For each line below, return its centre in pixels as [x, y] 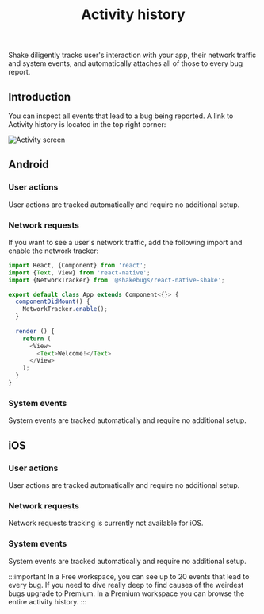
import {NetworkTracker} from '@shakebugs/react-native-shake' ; [117, 280]
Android [29, 165]
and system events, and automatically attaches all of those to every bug [126, 63]
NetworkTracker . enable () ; [65, 309]
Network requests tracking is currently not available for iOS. [106, 523]
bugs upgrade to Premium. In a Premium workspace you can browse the [126, 593]
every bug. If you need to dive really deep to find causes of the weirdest [126, 585]
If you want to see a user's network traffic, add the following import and [125, 242]
